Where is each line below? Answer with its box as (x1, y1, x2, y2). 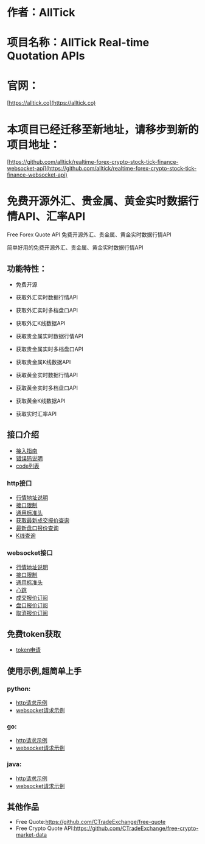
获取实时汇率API (15, 410, 57, 417)
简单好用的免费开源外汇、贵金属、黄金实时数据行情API (7, 244, 144, 251)
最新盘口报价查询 (15, 524, 59, 532)
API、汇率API (18, 209, 86, 223)
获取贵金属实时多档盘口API (15, 345, 84, 353)
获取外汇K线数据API (15, 320, 66, 326)
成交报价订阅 (15, 594, 48, 602)
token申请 (15, 646, 41, 653)
